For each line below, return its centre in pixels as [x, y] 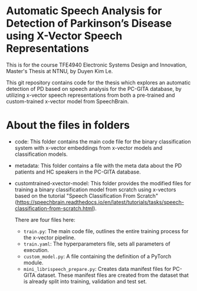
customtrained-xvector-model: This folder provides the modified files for [103, 183]
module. [33, 262]
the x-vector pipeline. [50, 237]
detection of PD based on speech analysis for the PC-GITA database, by [94, 89]
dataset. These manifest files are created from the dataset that [113, 275]
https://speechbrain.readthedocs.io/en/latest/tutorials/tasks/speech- [101, 202]
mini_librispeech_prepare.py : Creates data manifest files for [97, 269]
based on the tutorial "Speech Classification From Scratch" [86, 195]
